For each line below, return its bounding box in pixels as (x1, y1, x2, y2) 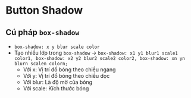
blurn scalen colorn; (14, 61, 68, 67)
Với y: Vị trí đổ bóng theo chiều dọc (23, 72, 110, 79)
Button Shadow (5, 4, 83, 17)
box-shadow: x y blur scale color (14, 44, 100, 50)
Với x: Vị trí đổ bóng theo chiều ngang (23, 66, 116, 73)
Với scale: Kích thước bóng (23, 85, 89, 92)
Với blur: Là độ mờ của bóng (23, 78, 93, 86)
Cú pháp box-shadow (5, 27, 80, 37)
